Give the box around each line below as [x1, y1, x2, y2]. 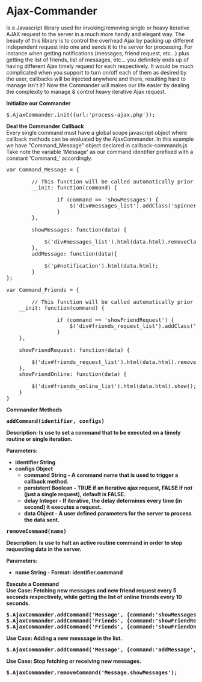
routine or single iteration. [6, 435, 73, 443]
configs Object [14, 465, 53, 472]
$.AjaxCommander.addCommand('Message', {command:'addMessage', [6, 646, 197, 653]
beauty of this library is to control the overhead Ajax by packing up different [6, 37, 194, 44]
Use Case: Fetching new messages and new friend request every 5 [6, 586, 177, 594]
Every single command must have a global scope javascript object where [6, 129, 188, 136]
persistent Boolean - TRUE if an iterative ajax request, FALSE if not [23, 484, 193, 491]
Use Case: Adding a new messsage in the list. [6, 634, 123, 642]
